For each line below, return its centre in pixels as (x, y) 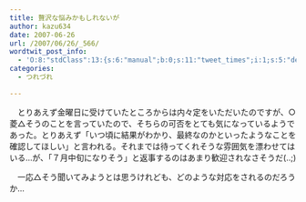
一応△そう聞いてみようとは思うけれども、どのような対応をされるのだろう (156, 177)
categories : (32, 69)
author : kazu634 (40, 26)
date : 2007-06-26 (42, 35)
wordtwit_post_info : (49, 52)
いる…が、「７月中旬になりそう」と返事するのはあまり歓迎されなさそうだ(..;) (153, 157)
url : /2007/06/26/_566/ (55, 43)
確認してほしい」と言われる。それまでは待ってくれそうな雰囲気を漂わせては (153, 146)
